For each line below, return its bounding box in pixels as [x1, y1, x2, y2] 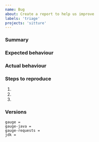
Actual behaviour [5, 62, 47, 69]
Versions [5, 109, 27, 115]
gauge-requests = [5, 128, 40, 133]
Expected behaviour [5, 49, 54, 56]
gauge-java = [5, 124, 32, 128]
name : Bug [5, 7, 25, 12]
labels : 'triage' [5, 16, 40, 21]
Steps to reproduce [5, 75, 51, 82]
